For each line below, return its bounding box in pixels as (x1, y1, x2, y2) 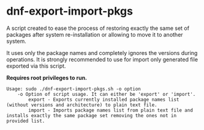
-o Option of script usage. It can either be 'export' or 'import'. (17, 91, 196, 97)
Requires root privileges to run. (6, 74, 88, 81)
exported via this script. (6, 62, 66, 70)
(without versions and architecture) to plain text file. (6, 102, 157, 108)
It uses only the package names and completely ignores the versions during (6, 49, 198, 56)
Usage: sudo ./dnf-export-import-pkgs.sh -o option (6, 85, 141, 92)
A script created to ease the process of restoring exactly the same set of (6, 24, 190, 32)
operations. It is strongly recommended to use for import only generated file (6, 56, 198, 63)
